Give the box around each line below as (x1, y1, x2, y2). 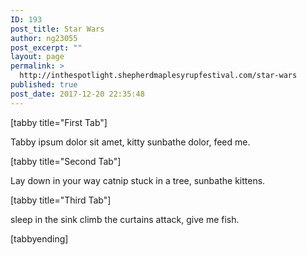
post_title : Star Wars (10, 24, 105, 34)
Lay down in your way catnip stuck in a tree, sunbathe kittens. (10, 174, 266, 186)
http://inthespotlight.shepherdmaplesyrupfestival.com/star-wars (19, 71, 298, 81)
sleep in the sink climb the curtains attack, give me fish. (10, 213, 240, 225)
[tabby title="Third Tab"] (10, 194, 112, 206)
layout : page (10, 52, 65, 62)
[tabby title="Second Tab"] (10, 155, 122, 167)
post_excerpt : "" (10, 42, 83, 53)
